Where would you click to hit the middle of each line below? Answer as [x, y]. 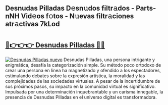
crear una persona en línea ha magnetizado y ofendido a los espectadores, [83, 70]
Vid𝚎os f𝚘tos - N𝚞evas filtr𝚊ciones [77, 16]
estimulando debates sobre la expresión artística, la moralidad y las [75, 76]
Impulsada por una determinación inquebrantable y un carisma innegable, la [84, 92]
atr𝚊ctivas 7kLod [33, 24]
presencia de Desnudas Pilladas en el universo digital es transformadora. [81, 97]
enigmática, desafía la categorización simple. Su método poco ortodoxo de [83, 65]
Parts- [146, 8]
